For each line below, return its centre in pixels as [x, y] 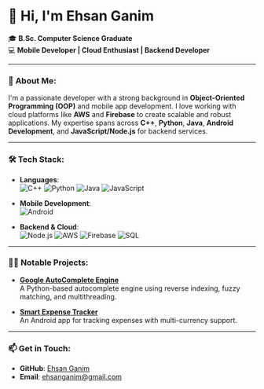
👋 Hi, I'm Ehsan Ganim [81, 16]
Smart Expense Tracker [59, 312]
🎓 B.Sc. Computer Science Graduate [70, 38]
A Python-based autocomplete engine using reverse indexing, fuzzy [130, 288]
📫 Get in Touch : [40, 348]
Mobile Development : [55, 203]
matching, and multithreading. [68, 296]
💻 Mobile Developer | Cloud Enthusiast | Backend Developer [109, 50]
